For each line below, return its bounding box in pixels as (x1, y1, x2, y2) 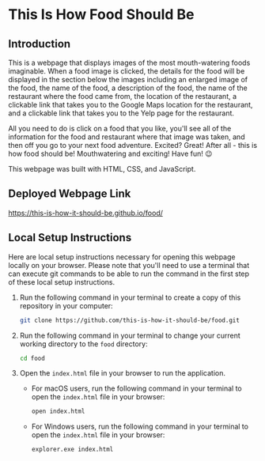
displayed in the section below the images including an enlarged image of (8, 75, 248, 84)
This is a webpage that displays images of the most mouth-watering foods (8, 58, 251, 67)
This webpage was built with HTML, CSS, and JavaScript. (8, 164, 196, 173)
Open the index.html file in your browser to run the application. (19, 368, 225, 378)
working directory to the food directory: (19, 338, 148, 349)
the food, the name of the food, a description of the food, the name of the (8, 83, 248, 93)
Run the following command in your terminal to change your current (19, 331, 240, 340)
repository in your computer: (19, 300, 113, 310)
